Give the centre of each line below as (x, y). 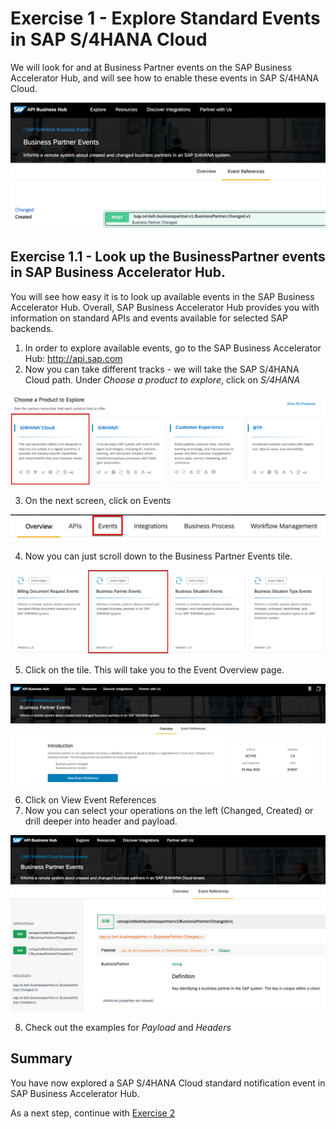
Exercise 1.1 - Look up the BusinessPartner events (168, 257)
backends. (32, 328)
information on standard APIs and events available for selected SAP (149, 318)
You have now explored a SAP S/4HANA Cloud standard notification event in (168, 1083)
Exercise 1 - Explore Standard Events (165, 18)
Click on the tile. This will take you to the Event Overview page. (154, 670)
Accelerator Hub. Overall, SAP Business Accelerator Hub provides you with (165, 307)
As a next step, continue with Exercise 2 (93, 1113)
